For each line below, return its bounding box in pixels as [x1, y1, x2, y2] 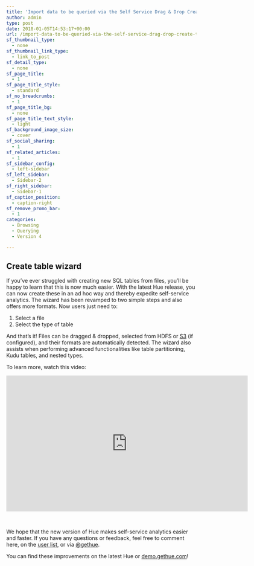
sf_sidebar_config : [6, 161, 56, 167]
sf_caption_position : [6, 194, 61, 200]
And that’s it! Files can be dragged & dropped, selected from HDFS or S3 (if [6, 333, 193, 340]
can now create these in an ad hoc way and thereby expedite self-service [6, 290, 189, 297]
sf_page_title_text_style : [6, 115, 74, 121]
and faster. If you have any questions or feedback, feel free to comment [6, 535, 185, 542]
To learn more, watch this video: [6, 364, 86, 371]
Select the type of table [14, 321, 74, 328]
